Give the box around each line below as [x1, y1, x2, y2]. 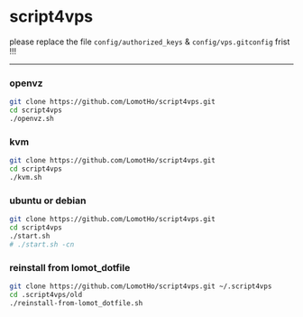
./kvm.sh [9, 172, 42, 182]
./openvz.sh [9, 114, 54, 123]
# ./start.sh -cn [9, 239, 75, 249]
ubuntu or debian [9, 194, 87, 207]
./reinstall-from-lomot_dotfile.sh [9, 298, 143, 308]
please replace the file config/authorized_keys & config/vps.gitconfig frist [9, 36, 290, 47]
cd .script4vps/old [9, 290, 83, 299]
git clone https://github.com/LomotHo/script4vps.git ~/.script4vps [9, 282, 272, 291]
